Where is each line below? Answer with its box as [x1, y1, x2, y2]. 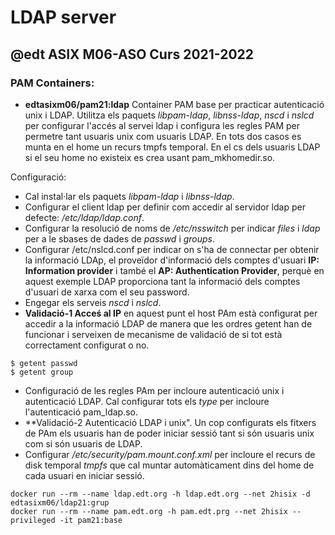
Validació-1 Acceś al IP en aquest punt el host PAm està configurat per [24, 307, 318, 319]
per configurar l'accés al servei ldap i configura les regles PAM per [24, 119, 300, 131]
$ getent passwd [10, 358, 78, 368]
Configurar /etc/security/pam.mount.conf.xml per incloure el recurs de [24, 448, 316, 460]
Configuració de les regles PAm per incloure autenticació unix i [24, 384, 285, 396]
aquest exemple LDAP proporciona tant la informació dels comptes [24, 275, 301, 287]
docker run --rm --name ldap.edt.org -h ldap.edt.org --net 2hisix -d [10, 489, 311, 499]
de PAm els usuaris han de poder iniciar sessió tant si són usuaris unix [24, 427, 315, 439]
